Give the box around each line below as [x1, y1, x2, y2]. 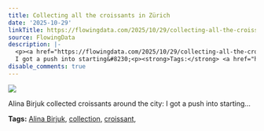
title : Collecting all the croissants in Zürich [8, 11, 170, 20]
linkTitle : [8, 26, 44, 34]
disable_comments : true [8, 63, 86, 71]
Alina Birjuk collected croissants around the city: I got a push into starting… [8, 99, 251, 108]
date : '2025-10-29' [8, 19, 72, 27]
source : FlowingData [8, 33, 76, 42]
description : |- [8, 41, 61, 49]
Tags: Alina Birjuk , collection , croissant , [8, 114, 136, 123]
